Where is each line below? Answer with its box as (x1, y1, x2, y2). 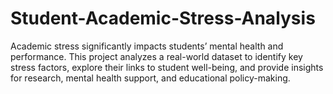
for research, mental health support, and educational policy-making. (10, 72, 291, 84)
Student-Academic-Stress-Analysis (10, 7, 316, 30)
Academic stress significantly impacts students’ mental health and (10, 40, 284, 52)
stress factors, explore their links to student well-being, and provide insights (10, 61, 324, 73)
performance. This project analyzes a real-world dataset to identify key (10, 50, 303, 62)
